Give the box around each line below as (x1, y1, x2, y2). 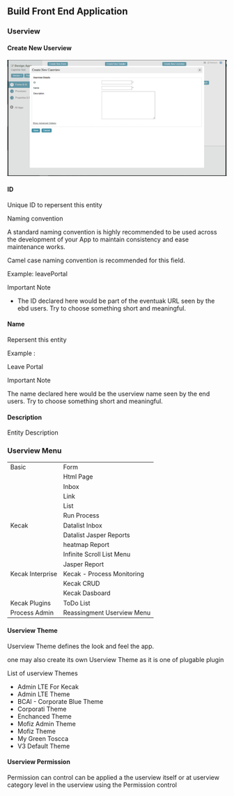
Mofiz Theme (17, 727, 56, 735)
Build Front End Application (7, 6, 128, 17)
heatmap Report (63, 541, 109, 549)
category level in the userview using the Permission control (7, 781, 178, 789)
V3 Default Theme (17, 742, 70, 750)
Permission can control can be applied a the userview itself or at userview (7, 773, 219, 781)
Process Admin (10, 608, 54, 617)
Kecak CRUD (63, 579, 100, 588)
